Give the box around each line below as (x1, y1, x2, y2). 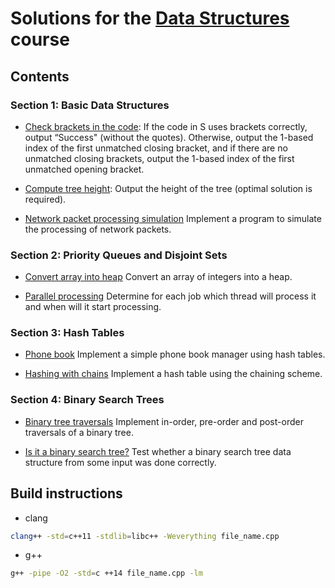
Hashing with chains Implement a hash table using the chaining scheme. (24, 368, 323, 380)
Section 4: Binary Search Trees (10, 393, 165, 407)
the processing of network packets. (24, 223, 172, 235)
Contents (10, 68, 70, 85)
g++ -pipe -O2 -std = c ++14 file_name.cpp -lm (10, 568, 203, 579)
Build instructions (10, 485, 123, 502)
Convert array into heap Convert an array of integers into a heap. (24, 271, 293, 283)
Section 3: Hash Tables (10, 326, 125, 340)
